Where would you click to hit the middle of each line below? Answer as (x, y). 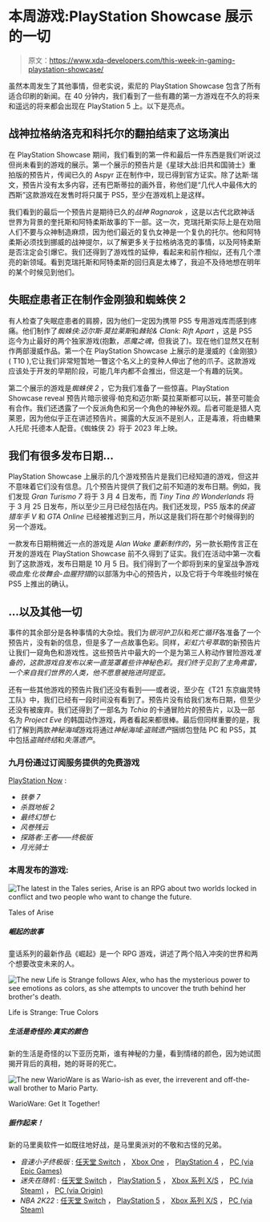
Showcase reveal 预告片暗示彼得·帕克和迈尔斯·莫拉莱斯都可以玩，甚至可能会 (134, 397)
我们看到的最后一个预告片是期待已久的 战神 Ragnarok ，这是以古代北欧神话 (131, 212)
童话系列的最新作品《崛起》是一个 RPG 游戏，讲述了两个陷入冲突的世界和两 (133, 953)
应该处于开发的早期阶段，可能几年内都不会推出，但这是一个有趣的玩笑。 (127, 371)
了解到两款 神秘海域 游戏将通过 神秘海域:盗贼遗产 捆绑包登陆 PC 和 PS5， (132, 730)
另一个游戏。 (29, 527)
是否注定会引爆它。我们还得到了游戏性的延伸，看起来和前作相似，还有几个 (131, 252)
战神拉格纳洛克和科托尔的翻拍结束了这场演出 (119, 134)
